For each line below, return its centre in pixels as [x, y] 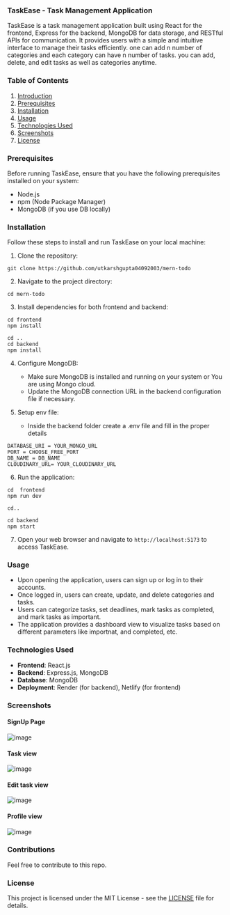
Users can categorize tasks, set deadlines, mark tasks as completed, [116, 610]
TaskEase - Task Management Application [80, 10]
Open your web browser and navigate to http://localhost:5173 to [112, 540]
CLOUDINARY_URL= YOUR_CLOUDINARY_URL [62, 464]
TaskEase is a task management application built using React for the [105, 26]
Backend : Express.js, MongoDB [63, 672]
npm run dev [24, 496]
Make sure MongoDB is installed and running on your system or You [125, 377]
